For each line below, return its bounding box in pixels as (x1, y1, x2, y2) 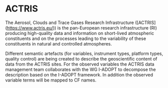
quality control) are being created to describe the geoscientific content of (5, 55, 157, 61)
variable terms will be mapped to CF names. (5, 77, 97, 83)
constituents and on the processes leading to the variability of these (5, 35, 146, 41)
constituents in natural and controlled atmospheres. (5, 40, 112, 46)
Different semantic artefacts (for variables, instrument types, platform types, (5, 50, 163, 56)
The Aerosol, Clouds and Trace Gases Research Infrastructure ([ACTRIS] (5, 19, 156, 25)
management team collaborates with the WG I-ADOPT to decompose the (5, 66, 156, 72)
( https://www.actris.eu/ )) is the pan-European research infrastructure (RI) (5, 24, 157, 30)
